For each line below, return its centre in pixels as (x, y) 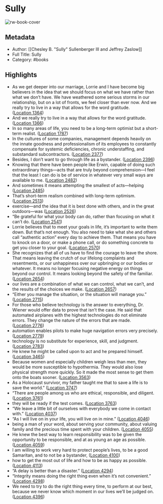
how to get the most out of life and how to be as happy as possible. (79, 460)
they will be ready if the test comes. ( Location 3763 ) (64, 403)
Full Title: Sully (27, 54)
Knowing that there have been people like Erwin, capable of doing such (83, 165)
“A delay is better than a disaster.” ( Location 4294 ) (63, 471)
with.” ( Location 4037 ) (35, 414)
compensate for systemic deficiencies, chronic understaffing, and (78, 149)
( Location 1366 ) (28, 123)
